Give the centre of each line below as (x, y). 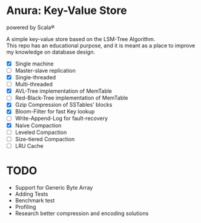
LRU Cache (29, 145)
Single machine (34, 64)
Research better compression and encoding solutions (82, 213)
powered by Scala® (31, 27)
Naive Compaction (38, 125)
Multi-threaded (34, 84)
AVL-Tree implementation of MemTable (64, 91)
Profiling (25, 207)
